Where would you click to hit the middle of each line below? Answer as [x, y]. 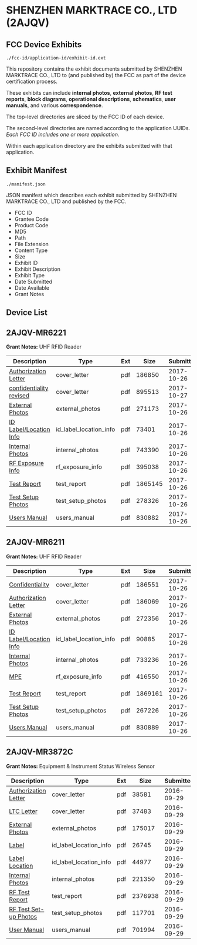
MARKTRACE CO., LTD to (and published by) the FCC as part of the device [96, 75]
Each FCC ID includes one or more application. [63, 134]
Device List [27, 313]
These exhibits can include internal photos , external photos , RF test [89, 93]
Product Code [31, 225]
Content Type [31, 250]
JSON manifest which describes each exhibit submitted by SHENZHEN [91, 195]
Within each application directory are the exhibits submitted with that [89, 146]
